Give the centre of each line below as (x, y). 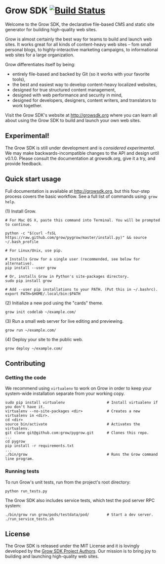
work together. (27, 105)
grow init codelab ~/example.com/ (41, 312)
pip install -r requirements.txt (40, 446)
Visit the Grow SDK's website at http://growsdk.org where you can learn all (81, 115)
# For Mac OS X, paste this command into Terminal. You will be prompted (83, 220)
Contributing (25, 363)
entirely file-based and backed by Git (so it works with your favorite (81, 74)
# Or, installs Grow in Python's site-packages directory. (67, 276)
